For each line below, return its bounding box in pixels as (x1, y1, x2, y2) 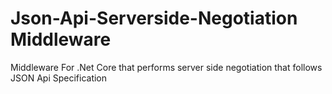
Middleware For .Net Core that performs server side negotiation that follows (10, 61, 323, 73)
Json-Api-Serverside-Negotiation (10, 7, 298, 30)
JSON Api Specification (10, 72, 108, 84)
